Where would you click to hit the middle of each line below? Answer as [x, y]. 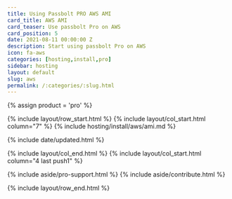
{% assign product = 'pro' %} [50, 105]
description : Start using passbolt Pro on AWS [77, 46]
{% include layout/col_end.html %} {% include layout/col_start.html [104, 153]
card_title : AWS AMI [38, 20]
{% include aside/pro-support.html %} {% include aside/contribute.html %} [116, 174]
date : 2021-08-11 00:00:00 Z [50, 40]
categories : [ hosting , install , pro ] [59, 60]
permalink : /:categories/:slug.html [61, 85]
